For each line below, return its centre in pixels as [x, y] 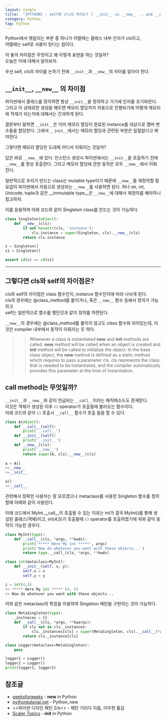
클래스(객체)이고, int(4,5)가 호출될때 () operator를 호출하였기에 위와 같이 [85, 519]
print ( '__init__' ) [42, 441]
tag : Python [17, 23]
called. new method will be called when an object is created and [95, 344]
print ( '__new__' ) [41, 450]
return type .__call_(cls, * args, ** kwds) [66, 553]
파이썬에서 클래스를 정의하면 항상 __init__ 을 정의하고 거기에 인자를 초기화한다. [81, 101]
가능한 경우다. [27, 525]
